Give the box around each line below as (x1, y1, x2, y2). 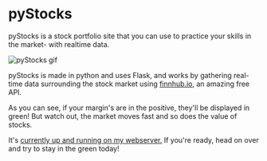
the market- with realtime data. (8, 39, 110, 49)
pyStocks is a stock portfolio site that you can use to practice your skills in (8, 31, 252, 41)
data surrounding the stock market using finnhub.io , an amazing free (24, 79, 249, 88)
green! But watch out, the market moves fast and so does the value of (8, 111, 238, 120)
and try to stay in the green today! (8, 143, 120, 153)
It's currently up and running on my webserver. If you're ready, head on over (8, 135, 259, 144)
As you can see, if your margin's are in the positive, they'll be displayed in (8, 103, 250, 112)
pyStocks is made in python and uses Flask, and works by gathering (8, 70, 233, 80)
